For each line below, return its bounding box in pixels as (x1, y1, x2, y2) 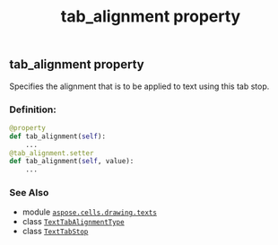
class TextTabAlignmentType (22, 216, 125, 227)
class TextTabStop (22, 226, 89, 237)
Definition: (9, 103, 56, 116)
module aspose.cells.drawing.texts (22, 206, 157, 217)
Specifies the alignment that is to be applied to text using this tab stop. (9, 81, 270, 92)
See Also (9, 187, 49, 199)
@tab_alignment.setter (9, 148, 94, 158)
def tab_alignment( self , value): (9, 157, 135, 166)
